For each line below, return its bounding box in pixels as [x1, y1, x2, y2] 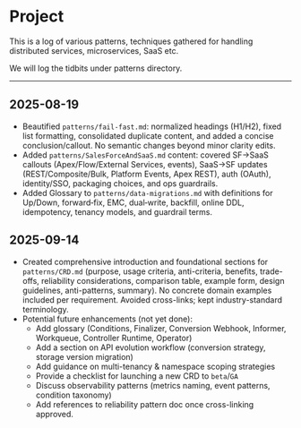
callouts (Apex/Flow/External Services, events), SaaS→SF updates [21, 158, 268, 169]
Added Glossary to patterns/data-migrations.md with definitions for [21, 187, 273, 198]
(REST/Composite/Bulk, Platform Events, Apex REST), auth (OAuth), [21, 168, 271, 179]
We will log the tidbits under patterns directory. [9, 63, 183, 73]
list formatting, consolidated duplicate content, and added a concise [21, 130, 274, 141]
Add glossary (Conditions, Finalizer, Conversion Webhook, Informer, [35, 322, 287, 333]
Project [9, 6, 64, 27]
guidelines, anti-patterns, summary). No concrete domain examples [21, 285, 272, 295]
